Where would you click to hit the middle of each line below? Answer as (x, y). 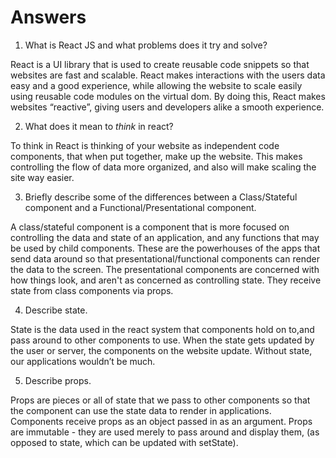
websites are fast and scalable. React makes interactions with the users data (168, 75)
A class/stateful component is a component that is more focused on (150, 227)
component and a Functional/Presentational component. (140, 207)
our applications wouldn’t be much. (83, 361)
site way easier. (42, 177)
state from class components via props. (92, 290)
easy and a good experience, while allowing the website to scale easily (156, 85)
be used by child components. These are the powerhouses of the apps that (165, 248)
